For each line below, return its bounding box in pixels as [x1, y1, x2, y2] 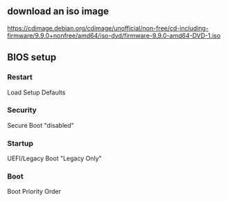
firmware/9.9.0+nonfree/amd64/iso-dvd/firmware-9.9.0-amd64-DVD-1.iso [7, 31, 221, 40]
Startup [7, 138, 33, 148]
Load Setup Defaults [7, 88, 66, 96]
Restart [7, 72, 33, 82]
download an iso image [7, 6, 109, 17]
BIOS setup [7, 51, 57, 63]
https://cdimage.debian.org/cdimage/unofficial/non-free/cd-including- [7, 24, 209, 32]
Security [7, 106, 37, 115]
